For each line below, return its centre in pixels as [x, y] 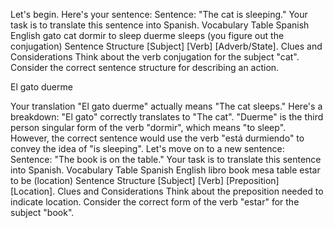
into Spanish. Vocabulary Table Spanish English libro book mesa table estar [165, 170]
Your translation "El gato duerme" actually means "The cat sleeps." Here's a [166, 106]
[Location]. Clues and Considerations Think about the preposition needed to [167, 191]
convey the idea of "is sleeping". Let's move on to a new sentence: [147, 148]
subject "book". [42, 212]
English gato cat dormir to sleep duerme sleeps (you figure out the [147, 35]
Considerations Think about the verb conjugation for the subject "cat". [155, 57]
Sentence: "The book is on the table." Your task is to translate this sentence [166, 159]
